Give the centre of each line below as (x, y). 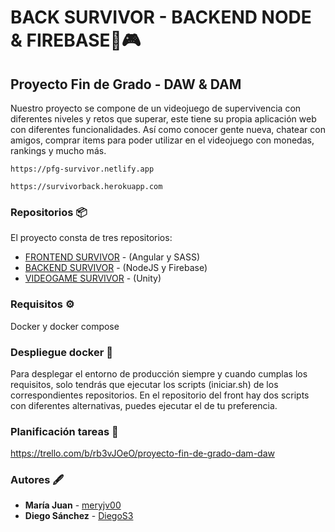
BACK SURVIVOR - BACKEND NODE (161, 17)
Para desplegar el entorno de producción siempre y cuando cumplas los (159, 373)
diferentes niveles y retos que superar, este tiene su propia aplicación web (163, 119)
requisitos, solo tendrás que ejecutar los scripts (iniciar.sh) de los (144, 384)
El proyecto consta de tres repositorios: (91, 238)
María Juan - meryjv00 (73, 505)
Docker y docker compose (65, 326)
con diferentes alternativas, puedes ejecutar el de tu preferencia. (144, 405)
